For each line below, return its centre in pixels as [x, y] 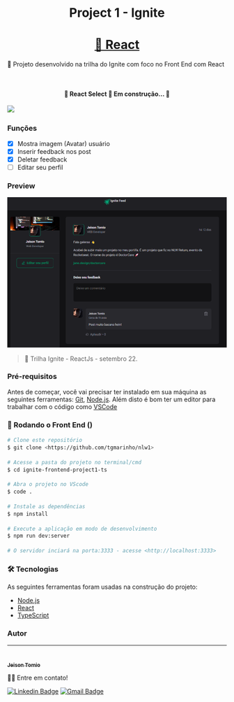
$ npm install [28, 514]
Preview [21, 185]
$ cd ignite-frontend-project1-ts [57, 470]
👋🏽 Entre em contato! [38, 678]
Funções [22, 129]
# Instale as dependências [46, 506]
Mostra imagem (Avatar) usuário [63, 143]
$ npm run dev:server [39, 536]
